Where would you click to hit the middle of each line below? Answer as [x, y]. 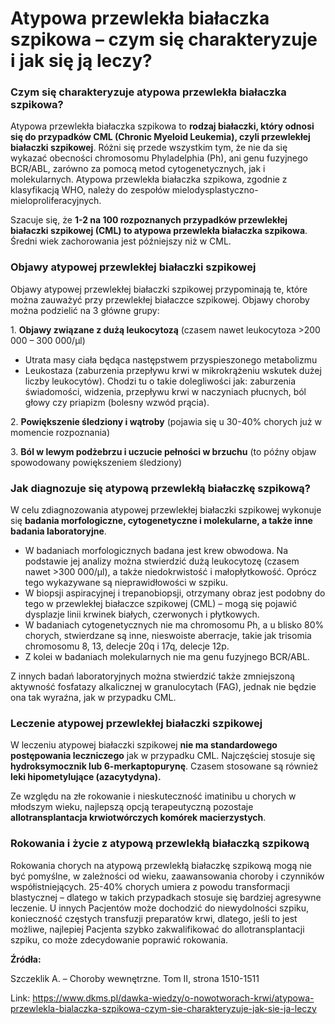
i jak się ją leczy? [81, 61]
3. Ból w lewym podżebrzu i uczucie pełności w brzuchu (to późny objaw [163, 451]
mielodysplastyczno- [215, 190]
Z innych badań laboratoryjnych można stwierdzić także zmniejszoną [152, 676]
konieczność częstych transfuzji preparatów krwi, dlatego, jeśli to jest [154, 918]
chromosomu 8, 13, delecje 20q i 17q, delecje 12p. [127, 646]
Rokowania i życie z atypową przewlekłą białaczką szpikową [160, 844]
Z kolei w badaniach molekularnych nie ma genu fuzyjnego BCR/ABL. [167, 657]
